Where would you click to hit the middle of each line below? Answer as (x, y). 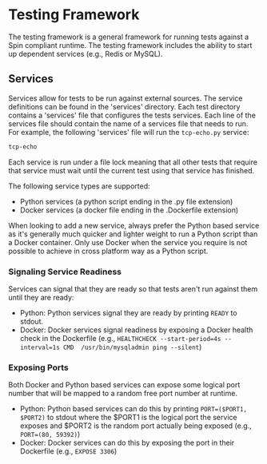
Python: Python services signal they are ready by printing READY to (128, 312)
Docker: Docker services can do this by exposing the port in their (127, 443)
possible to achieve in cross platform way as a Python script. (108, 251)
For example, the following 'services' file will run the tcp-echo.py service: (129, 132)
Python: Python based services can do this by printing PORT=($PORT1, (133, 409)
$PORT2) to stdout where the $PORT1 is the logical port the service (128, 418)
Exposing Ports (39, 367)
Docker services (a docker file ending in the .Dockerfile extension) (129, 210)
